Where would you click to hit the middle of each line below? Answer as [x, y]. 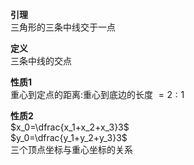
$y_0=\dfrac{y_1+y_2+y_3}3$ [69, 137]
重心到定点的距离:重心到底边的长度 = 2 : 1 [97, 94]
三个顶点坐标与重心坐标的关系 [71, 149]
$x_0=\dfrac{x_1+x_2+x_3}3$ [70, 127]
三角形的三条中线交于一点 [63, 27]
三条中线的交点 [41, 61]
